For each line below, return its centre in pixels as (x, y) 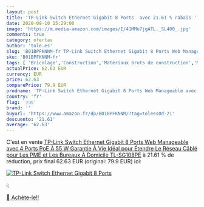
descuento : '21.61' (31, 119)
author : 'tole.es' (29, 46)
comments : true (25, 35)
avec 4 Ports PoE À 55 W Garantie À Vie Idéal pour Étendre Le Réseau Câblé (102, 149)
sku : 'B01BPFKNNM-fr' (34, 57)
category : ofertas (29, 40)
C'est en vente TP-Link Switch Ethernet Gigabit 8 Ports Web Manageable (97, 142)
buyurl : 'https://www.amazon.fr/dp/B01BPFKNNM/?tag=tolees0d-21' (90, 114)
